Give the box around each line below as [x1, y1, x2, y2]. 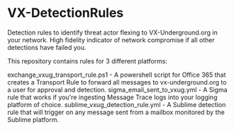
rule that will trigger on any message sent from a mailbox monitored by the [7, 108, 225, 116]
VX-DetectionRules [7, 5, 124, 21]
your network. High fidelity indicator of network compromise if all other [7, 35, 215, 44]
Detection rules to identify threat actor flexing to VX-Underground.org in [7, 28, 218, 37]
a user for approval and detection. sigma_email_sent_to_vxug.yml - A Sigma [7, 85, 228, 94]
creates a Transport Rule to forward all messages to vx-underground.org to [7, 77, 227, 86]
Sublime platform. [7, 115, 59, 124]
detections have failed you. [7, 43, 87, 51]
